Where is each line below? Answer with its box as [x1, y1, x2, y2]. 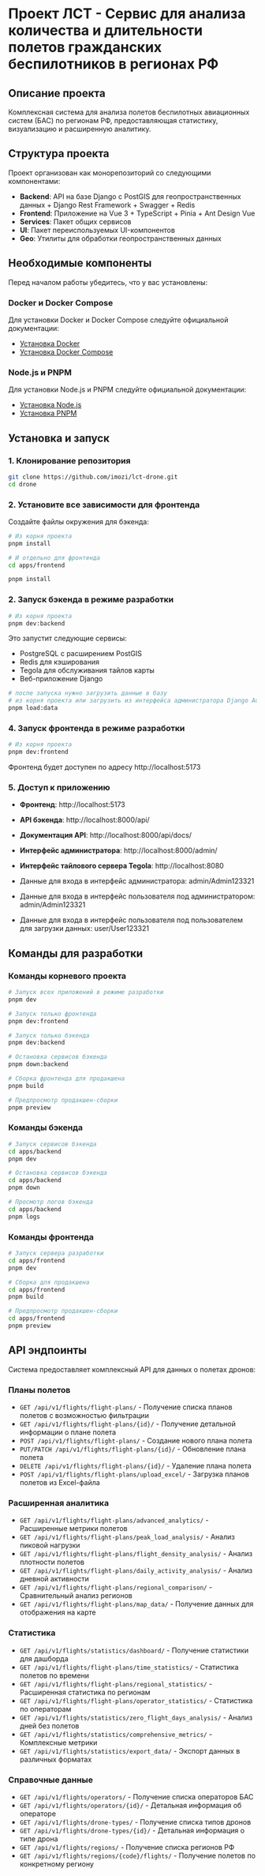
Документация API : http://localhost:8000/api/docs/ [19, 831, 192, 840]
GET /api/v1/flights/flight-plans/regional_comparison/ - [19, 1582, 213, 1592]
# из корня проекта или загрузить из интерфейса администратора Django [8, 696, 248, 705]
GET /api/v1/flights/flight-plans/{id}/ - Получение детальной [19, 1419, 237, 1428]
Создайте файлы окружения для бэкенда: [8, 516, 150, 526]
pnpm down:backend [8, 1060, 69, 1068]
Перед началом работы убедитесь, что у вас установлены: [8, 277, 208, 287]
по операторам [19, 1704, 72, 1713]
